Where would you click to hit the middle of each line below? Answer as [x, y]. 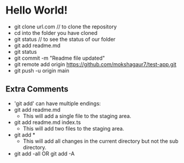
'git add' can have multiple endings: [57, 103]
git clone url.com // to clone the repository [65, 27]
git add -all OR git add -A [44, 154]
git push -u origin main [42, 70]
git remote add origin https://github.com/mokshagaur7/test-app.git [95, 64]
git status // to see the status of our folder [65, 39]
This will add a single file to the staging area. [77, 116]
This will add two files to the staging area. [73, 128]
